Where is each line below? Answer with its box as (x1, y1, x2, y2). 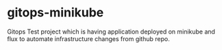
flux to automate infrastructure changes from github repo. (7, 34, 170, 42)
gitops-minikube (7, 5, 104, 21)
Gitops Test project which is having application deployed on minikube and (7, 27, 216, 36)
